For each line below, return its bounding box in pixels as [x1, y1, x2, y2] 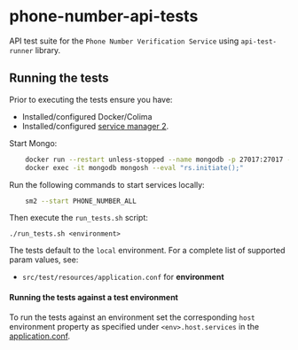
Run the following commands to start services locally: [9, 179, 206, 190]
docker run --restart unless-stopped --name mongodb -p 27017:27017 [25, 155, 284, 164]
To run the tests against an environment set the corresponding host [9, 312, 255, 323]
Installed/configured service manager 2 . [21, 121, 169, 131]
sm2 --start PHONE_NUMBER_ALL [25, 197, 137, 206]
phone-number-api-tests [9, 6, 199, 27]
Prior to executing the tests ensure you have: [9, 94, 173, 105]
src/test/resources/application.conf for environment [21, 272, 224, 283]
